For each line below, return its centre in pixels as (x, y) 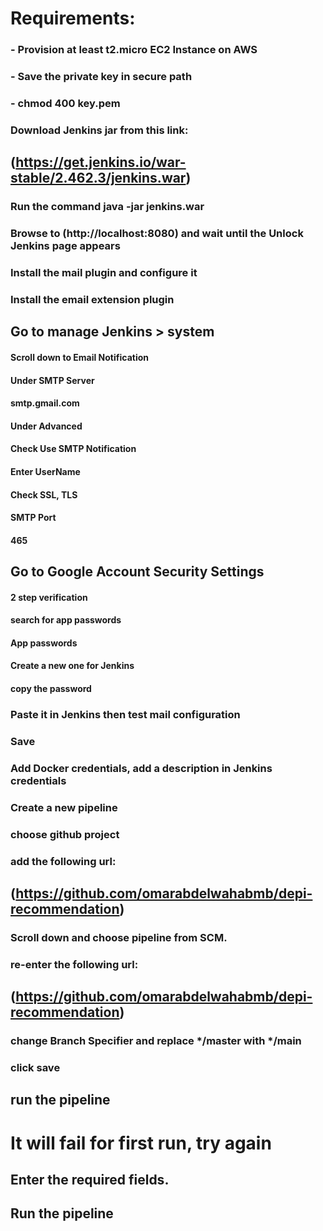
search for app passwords (66, 620)
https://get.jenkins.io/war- (101, 162)
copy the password (51, 689)
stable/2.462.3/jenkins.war (98, 178)
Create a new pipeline (64, 807)
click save (35, 1068)
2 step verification (49, 597)
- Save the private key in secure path (101, 77)
